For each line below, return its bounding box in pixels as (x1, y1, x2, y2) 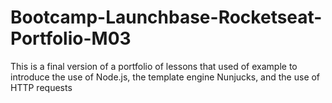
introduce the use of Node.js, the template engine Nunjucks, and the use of (10, 71, 321, 83)
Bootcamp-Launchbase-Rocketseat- (10, 6, 323, 29)
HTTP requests (10, 81, 73, 93)
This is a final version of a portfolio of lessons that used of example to (10, 60, 298, 72)
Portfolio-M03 (10, 27, 132, 50)
